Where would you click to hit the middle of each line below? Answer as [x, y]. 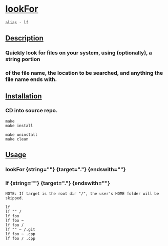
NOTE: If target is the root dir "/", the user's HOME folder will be [82, 194]
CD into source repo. [31, 111]
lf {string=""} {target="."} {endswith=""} [58, 183]
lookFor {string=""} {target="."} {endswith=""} [66, 170]
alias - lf [17, 23]
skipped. [15, 198]
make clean [17, 139]
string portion [23, 59]
